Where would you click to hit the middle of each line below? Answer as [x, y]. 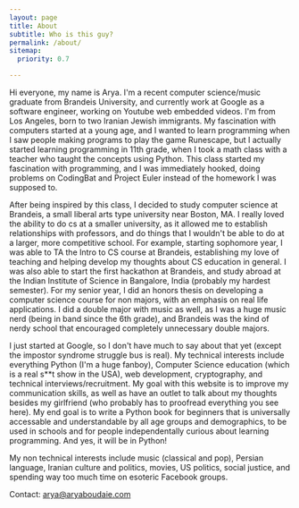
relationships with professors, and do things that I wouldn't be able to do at [147, 233]
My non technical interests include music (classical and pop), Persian [137, 458]
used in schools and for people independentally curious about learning [139, 431]
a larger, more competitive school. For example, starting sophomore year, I [146, 243]
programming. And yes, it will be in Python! [88, 440]
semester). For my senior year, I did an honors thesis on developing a [136, 290]
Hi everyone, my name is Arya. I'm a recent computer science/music [135, 92]
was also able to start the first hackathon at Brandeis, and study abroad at [145, 271]
